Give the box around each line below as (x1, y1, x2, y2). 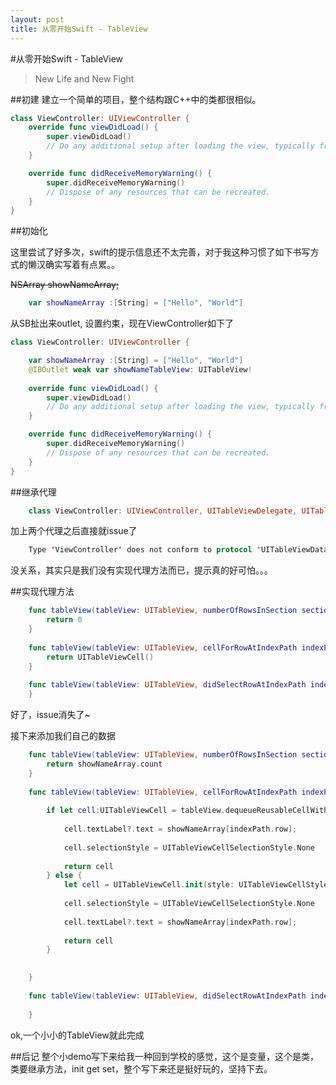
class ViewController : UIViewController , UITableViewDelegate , (28, 506, 298, 516)
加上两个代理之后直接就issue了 (10, 525, 138, 537)
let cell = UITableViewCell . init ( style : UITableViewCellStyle (63, 880, 329, 890)
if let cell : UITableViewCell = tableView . (46, 806, 226, 816)
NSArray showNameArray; (10, 279, 120, 291)
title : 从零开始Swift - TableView (10, 24, 148, 34)
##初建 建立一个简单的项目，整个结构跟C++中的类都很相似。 (10, 93, 262, 105)
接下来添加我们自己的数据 (10, 730, 116, 741)
